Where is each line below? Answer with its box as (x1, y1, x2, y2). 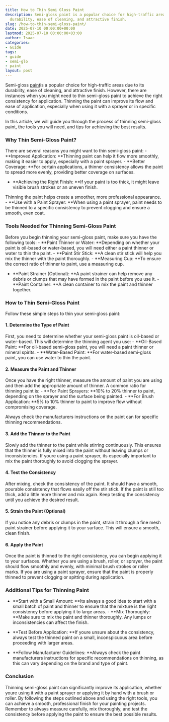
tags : (5, 49, 17, 54)
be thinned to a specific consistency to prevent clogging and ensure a (5, 205, 150, 211)
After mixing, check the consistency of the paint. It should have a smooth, (5, 480, 158, 487)
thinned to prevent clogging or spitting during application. (5, 574, 125, 580)
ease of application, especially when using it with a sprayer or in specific (5, 104, 156, 109)
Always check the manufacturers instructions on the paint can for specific (5, 414, 158, 420)
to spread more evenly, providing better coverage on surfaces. (5, 169, 135, 175)
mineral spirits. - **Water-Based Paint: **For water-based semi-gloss (5, 349, 151, 355)
